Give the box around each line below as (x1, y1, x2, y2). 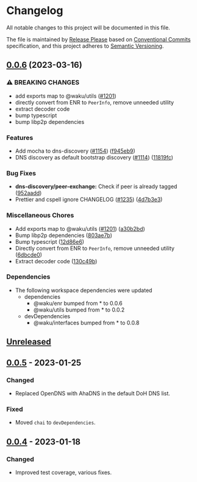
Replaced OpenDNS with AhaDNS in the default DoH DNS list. (15, 389, 171, 397)
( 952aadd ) (15, 189, 42, 197)
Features (6, 133, 34, 142)
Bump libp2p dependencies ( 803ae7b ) (15, 232, 113, 239)
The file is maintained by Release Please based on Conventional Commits (6, 35, 191, 43)
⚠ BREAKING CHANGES (6, 78, 80, 87)
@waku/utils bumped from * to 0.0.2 (33, 306, 125, 313)
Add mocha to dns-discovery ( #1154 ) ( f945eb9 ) (15, 147, 135, 155)
